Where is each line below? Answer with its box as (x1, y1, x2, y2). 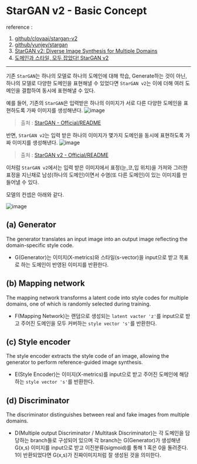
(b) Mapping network (6, 279, 85, 289)
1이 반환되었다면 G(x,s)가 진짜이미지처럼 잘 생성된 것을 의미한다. (14, 452, 161, 459)
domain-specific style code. (6, 242, 74, 249)
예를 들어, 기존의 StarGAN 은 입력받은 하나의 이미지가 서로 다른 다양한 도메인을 (6, 99, 182, 106)
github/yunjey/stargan (14, 41, 69, 48)
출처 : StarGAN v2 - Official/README (20, 151, 109, 158)
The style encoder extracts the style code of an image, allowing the (6, 353, 169, 360)
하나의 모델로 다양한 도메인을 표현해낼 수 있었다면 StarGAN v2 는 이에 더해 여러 (6, 79, 184, 86)
